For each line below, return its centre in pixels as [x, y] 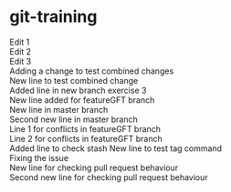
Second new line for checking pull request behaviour [109, 177]
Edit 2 [21, 51]
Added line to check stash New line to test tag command [115, 148]
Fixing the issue [39, 157]
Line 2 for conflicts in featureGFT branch [86, 138]
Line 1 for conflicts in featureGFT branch [85, 128]
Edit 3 [21, 61]
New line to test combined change [74, 80]
